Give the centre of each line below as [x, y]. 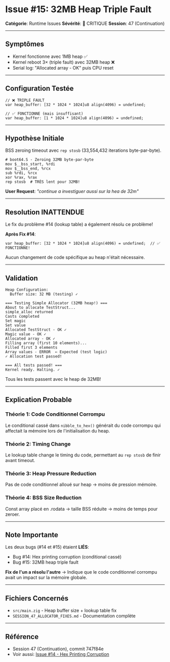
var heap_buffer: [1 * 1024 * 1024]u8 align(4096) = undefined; [74, 118]
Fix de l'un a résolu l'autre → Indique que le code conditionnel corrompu [81, 572]
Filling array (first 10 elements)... [46, 343]
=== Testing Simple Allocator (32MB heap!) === [56, 303]
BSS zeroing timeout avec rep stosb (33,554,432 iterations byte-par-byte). [83, 150]
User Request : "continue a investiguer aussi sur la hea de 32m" [72, 191]
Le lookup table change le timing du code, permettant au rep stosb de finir [83, 455]
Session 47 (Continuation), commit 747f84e [58, 649]
